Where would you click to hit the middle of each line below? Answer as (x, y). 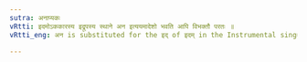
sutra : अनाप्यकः (35, 18)
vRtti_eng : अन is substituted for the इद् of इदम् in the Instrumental (143, 35)
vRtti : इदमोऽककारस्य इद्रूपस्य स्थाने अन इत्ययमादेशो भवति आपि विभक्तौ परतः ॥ (122, 26)
